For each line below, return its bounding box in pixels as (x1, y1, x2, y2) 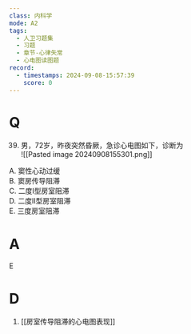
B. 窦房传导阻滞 (9, 176, 61, 186)
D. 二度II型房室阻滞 (9, 196, 71, 206)
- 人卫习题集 (16, 34, 54, 42)
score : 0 (23, 78, 53, 87)
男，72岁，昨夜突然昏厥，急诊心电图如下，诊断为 (20, 141, 184, 151)
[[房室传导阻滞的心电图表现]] (20, 317, 116, 327)
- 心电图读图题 (16, 57, 60, 65)
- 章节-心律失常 (16, 49, 63, 57)
